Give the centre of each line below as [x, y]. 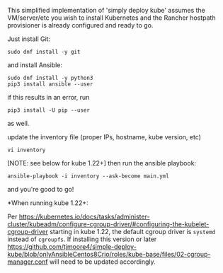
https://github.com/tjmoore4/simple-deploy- [72, 246]
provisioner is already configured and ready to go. [80, 25]
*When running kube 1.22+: [48, 203]
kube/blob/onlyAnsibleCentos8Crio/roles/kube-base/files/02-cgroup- [109, 254]
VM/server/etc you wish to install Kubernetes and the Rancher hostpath [111, 18]
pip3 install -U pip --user [49, 110]
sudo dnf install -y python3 [50, 78]
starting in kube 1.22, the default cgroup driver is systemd [132, 232]
